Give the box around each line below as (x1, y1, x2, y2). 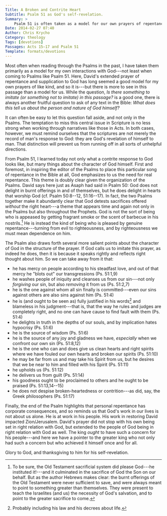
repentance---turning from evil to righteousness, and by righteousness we (5, 225, 158, 231)
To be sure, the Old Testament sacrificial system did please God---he (12, 463, 155, 470)
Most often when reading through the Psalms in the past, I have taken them (5, 63, 159, 69)
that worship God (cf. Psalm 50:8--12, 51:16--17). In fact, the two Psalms (5, 192, 153, 199)
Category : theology (5, 35, 46, 40)
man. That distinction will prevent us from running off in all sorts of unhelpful (5, 141, 162, 147)
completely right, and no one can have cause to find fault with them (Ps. (12, 309, 160, 315)
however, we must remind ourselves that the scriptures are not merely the (5, 130, 157, 136)
